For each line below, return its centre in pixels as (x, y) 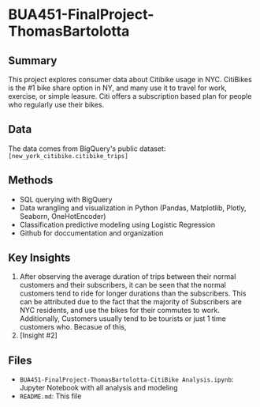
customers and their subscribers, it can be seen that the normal (123, 285)
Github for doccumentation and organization (91, 233)
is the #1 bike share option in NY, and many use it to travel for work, (117, 88)
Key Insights (39, 258)
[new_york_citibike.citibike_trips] (68, 156)
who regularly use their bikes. (56, 105)
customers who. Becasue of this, (73, 327)
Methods (31, 181)
